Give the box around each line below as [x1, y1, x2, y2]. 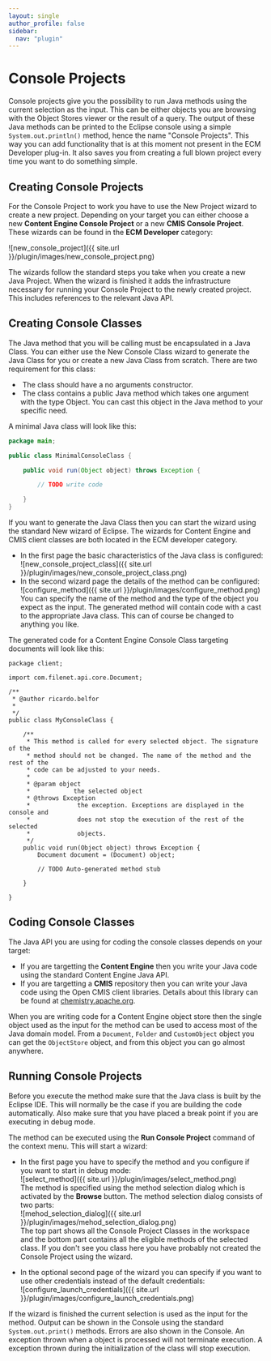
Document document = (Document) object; [37, 851, 176, 859]
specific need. [19, 405, 69, 415]
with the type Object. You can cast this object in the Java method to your [19, 396, 264, 406]
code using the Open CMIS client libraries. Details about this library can [19, 987, 259, 997]
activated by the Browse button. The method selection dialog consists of [19, 1191, 263, 1201]
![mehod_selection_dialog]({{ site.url [19, 1209, 142, 1218]
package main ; [8, 437, 57, 445]
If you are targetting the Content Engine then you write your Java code [19, 961, 257, 971]
